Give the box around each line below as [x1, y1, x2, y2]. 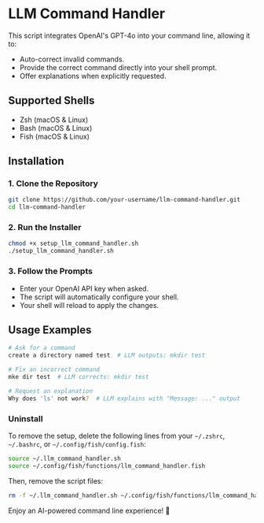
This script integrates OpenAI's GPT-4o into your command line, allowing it [8, 31, 251, 40]
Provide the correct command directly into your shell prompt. [19, 62, 218, 72]
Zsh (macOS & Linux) [19, 115, 89, 124]
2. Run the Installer [8, 222, 82, 233]
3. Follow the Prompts [8, 265, 93, 276]
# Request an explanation [8, 387, 93, 395]
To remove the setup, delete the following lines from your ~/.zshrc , [8, 431, 225, 440]
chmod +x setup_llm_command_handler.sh [8, 239, 139, 248]
